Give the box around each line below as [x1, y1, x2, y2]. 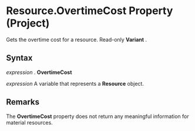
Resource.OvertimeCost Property [6, 4, 173, 18]
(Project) [6, 16, 50, 30]
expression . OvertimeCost [6, 69, 72, 76]
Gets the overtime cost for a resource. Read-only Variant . [6, 36, 147, 43]
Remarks [6, 97, 40, 107]
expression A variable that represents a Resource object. [6, 80, 144, 87]
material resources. [6, 119, 53, 126]
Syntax [6, 53, 33, 63]
